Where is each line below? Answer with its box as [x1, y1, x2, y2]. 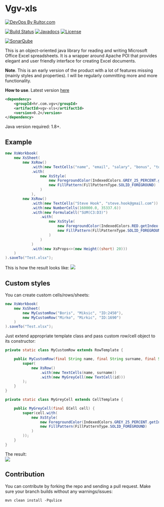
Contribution [5, 470, 45, 479]
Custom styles [5, 279, 50, 287]
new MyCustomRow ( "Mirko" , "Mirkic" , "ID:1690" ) [22, 315, 121, 320]
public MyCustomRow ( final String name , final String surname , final [14, 356, 156, 362]
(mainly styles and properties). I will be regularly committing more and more [5, 72, 158, 78]
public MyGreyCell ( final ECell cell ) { [14, 406, 95, 411]
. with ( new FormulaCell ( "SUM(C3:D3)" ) [31, 210, 108, 215]
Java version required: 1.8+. [5, 124, 61, 130]
